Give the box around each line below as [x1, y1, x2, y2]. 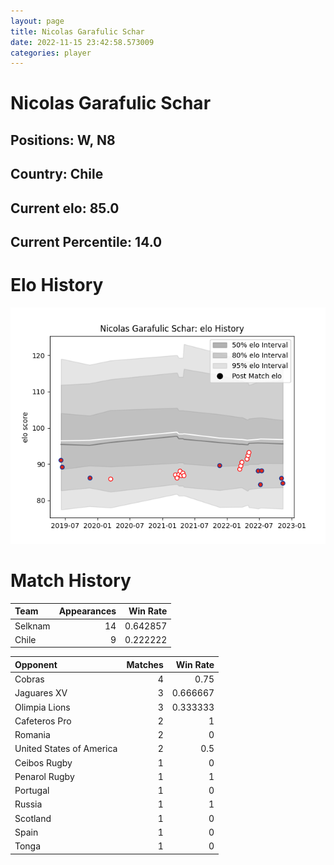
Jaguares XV [14, 687, 68, 699]
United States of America [14, 743, 118, 755]
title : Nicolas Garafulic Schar [10, 26, 145, 37]
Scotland [14, 812, 52, 824]
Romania [14, 729, 51, 741]
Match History [10, 570, 132, 592]
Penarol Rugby [14, 770, 75, 782]
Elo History [10, 274, 104, 297]
